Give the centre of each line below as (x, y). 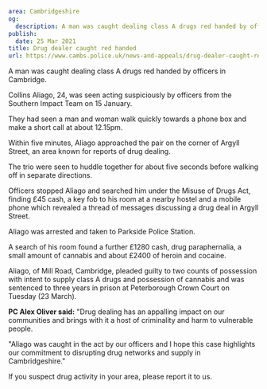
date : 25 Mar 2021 (46, 41)
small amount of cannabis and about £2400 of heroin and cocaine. (117, 256)
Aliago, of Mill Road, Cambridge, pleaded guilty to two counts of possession (133, 271)
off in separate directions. (50, 175)
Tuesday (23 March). (43, 297)
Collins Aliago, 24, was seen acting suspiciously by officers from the (120, 95)
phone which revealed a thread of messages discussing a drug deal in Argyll (133, 208)
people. (21, 329)
